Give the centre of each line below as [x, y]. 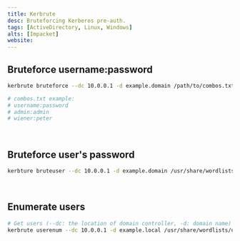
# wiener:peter [30, 118]
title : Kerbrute [31, 14]
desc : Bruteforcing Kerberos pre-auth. [67, 21]
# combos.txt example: [41, 98]
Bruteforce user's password [71, 154]
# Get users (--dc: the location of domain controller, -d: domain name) [120, 223]
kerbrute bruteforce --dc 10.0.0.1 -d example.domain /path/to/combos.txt [121, 86]
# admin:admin [29, 112]
